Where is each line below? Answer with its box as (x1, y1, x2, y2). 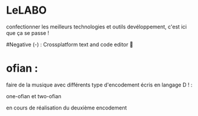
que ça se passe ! (6, 29, 49, 36)
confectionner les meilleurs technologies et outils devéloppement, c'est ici (6, 23, 187, 30)
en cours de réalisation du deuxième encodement (6, 104, 127, 111)
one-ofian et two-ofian (6, 92, 61, 99)
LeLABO (6, 4, 47, 17)
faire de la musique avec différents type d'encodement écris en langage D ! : (6, 81, 193, 88)
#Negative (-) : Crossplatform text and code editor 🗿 (6, 41, 134, 48)
